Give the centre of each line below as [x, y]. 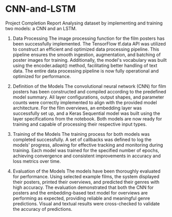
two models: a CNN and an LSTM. [41, 28]
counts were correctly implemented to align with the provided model [85, 102]
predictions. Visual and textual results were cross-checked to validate [86, 203]
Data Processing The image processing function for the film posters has [89, 38]
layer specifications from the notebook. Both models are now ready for [87, 118]
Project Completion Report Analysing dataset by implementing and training [84, 23]
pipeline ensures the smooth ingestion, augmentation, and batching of [87, 55]
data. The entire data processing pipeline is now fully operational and [85, 71]
